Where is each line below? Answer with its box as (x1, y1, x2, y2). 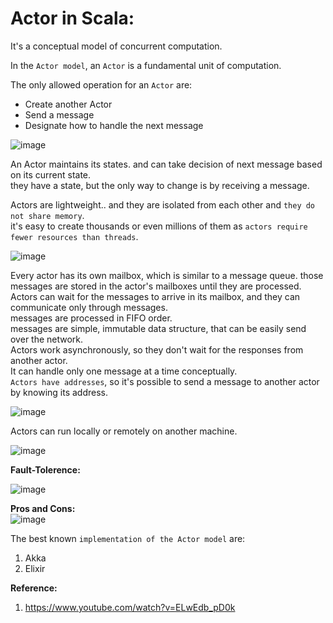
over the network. (10, 333, 84, 345)
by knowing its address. (10, 386, 109, 398)
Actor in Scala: (10, 7, 135, 30)
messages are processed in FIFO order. (10, 312, 173, 324)
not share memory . (10, 209, 85, 221)
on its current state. (10, 168, 92, 181)
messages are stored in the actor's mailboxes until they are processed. (10, 280, 302, 292)
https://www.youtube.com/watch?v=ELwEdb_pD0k (24, 601, 236, 613)
